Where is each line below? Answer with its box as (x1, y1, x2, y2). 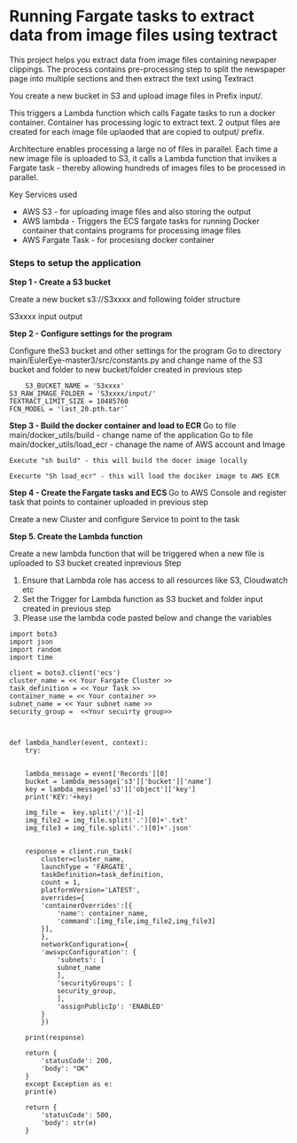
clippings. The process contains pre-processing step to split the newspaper (9, 64, 286, 74)
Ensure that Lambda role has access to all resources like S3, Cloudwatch (21, 575, 288, 586)
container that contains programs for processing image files (21, 224, 241, 236)
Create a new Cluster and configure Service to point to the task (9, 514, 240, 525)
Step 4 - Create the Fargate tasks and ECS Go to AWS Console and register (9, 488, 287, 498)
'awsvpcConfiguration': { (41, 948, 137, 957)
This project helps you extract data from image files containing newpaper (9, 54, 277, 65)
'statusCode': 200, (41, 1057, 113, 1066)
